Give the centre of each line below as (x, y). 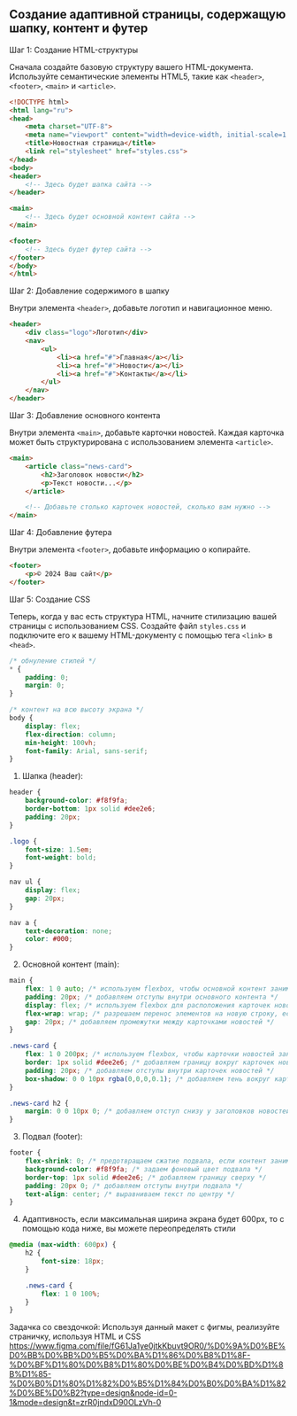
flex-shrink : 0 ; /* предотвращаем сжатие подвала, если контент (146, 1161)
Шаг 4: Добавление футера (61, 533)
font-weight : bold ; (61, 858)
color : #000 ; (49, 939)
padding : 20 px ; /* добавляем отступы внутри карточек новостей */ (150, 1070)
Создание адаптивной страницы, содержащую (148, 15)
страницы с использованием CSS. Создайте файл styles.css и (128, 626)
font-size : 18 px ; (72, 1262)
